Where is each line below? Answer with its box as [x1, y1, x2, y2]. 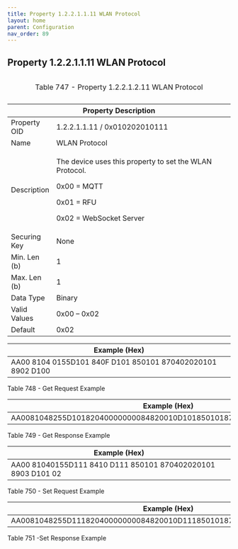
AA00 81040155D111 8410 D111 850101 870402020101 [11, 460, 216, 470]
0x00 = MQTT [56, 181, 104, 191]
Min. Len [11, 252, 40, 262]
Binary [56, 293, 78, 303]
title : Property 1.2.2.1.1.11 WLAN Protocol [7, 10, 141, 18]
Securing [11, 232, 41, 242]
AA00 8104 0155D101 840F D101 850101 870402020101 [11, 357, 217, 367]
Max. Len [11, 273, 42, 283]
